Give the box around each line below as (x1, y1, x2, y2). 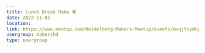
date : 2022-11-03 (6, 15, 51, 21)
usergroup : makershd (6, 32, 59, 38)
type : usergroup (6, 37, 48, 43)
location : (6, 20, 32, 26)
